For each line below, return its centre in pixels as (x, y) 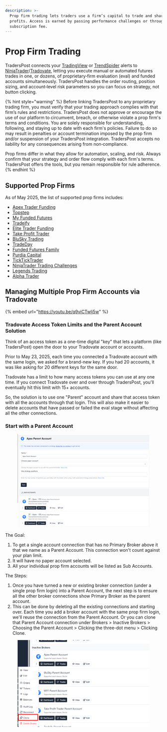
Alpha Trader (26, 276)
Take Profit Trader (31, 234)
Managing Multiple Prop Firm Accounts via (73, 292)
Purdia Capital (27, 255)
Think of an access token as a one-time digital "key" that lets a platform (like (83, 342)
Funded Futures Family (36, 249)
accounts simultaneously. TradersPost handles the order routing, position (80, 81)
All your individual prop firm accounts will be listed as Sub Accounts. (83, 566)
